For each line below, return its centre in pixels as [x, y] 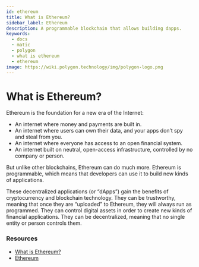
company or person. [40, 156]
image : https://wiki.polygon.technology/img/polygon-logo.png [85, 67]
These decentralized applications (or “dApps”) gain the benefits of [87, 191]
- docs [20, 39]
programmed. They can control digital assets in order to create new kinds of [99, 211]
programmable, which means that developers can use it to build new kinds [97, 174]
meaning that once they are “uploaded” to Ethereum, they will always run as [99, 204]
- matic [21, 45]
